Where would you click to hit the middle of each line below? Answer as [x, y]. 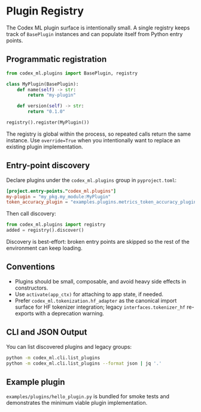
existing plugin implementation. [45, 147]
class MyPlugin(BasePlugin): [42, 84]
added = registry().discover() [45, 230]
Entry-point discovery [48, 165]
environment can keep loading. [44, 248]
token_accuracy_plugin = [37, 202]
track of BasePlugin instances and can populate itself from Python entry [95, 34]
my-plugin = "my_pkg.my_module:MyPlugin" [59, 196]
